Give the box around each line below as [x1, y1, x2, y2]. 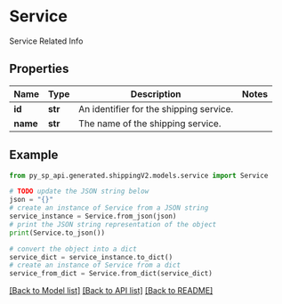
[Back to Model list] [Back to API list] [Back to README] [9, 285, 214, 296]
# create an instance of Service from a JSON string [9, 204, 209, 212]
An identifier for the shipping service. [78, 102, 234, 115]
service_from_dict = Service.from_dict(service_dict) [9, 269, 214, 278]
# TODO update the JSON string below [9, 187, 149, 196]
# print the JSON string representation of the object [9, 220, 217, 228]
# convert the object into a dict [9, 244, 138, 253]
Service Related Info [9, 36, 84, 46]
